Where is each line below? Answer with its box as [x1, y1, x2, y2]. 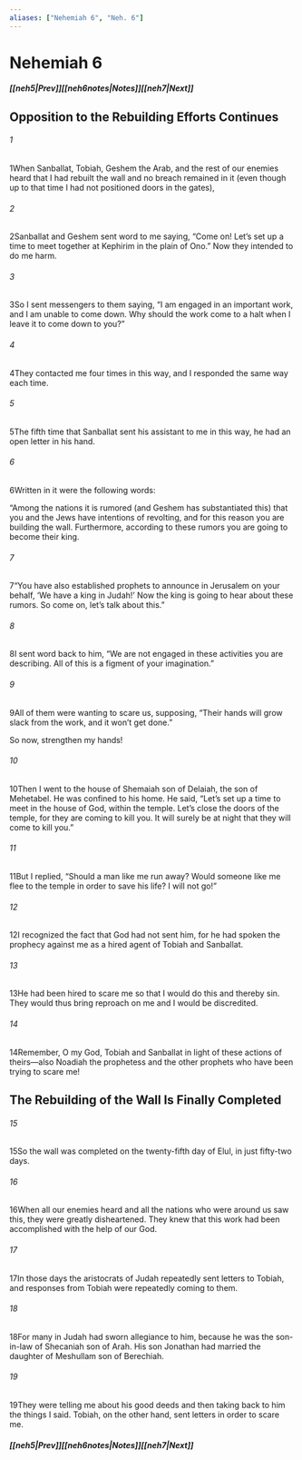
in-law [9, 1341, 34, 1352]
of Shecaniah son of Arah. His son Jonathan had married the [34, 1341, 261, 1352]
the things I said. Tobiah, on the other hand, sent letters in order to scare [9, 1409, 279, 1420]
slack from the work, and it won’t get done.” [9, 717, 173, 728]
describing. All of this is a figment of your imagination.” [9, 658, 215, 669]
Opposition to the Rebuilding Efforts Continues [9, 109, 279, 124]
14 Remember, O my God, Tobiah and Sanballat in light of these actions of [9, 1047, 283, 1058]
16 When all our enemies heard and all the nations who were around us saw [9, 1205, 289, 1216]
